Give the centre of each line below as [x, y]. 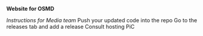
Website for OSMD [30, 9]
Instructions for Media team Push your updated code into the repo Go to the [102, 20]
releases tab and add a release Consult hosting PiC [71, 27]
